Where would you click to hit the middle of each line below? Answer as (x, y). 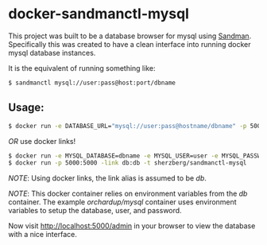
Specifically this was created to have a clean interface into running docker (130, 44)
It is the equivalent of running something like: (82, 68)
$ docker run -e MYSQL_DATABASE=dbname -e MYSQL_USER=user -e (113, 156)
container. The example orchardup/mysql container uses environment (122, 202)
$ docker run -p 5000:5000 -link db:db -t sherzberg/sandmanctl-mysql (128, 163)
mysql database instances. (52, 52)
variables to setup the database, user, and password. (95, 211)
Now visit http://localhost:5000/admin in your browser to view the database (132, 226)
